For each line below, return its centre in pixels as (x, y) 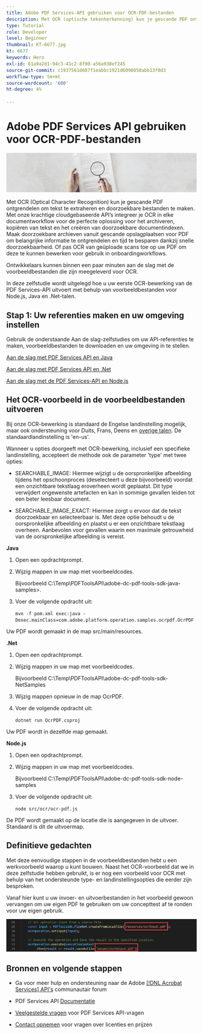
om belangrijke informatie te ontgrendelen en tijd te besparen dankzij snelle (100, 241)
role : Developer (27, 32)
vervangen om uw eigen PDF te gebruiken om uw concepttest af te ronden (99, 904)
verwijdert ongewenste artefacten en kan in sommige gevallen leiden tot (105, 492)
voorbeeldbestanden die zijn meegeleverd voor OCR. (72, 272)
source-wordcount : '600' (37, 83)
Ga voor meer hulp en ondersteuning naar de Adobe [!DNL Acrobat (98, 983)
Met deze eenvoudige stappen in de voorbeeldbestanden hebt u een (92, 860)
